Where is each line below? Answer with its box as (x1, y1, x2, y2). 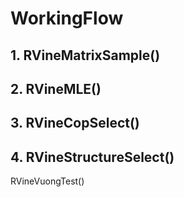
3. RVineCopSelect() (10, 115, 140, 132)
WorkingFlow (10, 7, 124, 30)
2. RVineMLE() (10, 80, 102, 97)
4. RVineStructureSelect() (10, 148, 175, 166)
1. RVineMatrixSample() (10, 47, 161, 64)
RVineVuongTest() (10, 175, 85, 187)
